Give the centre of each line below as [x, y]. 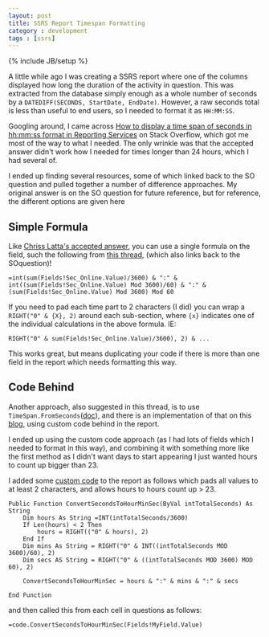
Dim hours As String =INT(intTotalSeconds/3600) [106, 518]
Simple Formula [48, 227]
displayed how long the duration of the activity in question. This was [121, 85]
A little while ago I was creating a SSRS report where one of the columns [128, 76]
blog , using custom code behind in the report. [84, 423]
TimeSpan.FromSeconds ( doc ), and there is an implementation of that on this [130, 415]
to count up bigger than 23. [53, 465]
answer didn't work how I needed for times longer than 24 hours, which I [128, 152]
